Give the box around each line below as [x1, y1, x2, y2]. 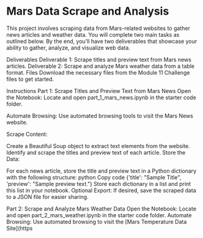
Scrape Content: [6, 130, 48, 138]
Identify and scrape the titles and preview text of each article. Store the [6, 149, 186, 156]
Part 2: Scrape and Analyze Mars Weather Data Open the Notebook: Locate [6, 205, 197, 212]
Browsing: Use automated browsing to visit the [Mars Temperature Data [6, 218, 187, 225]
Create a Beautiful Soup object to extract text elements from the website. [6, 142, 191, 149]
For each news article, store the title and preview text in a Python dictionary [6, 167, 197, 174]
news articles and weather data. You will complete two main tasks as [6, 31, 180, 38]
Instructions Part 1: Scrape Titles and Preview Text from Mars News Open [6, 87, 191, 94]
